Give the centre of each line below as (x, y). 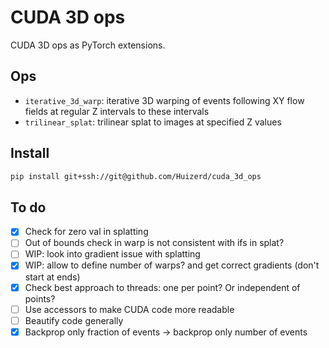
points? (40, 298)
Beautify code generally (74, 320)
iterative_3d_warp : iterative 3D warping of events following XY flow (164, 100)
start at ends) (52, 277)
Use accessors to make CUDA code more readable (129, 309)
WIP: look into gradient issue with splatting (112, 254)
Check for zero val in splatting (86, 232)
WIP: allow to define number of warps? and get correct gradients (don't (172, 265)
